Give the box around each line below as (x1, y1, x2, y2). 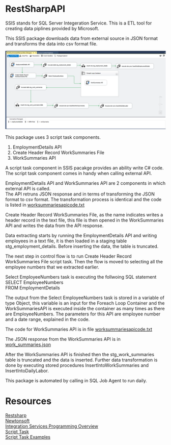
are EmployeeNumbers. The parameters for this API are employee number (5, 311, 161, 317)
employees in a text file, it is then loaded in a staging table (5, 238, 127, 244)
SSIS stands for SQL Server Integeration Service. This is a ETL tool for (5, 20, 152, 26)
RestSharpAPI (5, 3, 65, 15)
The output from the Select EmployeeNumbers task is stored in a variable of (5, 294, 164, 301)
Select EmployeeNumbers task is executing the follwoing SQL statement (5, 274, 157, 280)
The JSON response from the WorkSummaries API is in (5, 336, 121, 342)
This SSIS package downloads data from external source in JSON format (5, 35, 158, 41)
